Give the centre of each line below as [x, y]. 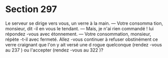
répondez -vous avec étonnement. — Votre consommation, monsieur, [78, 34]
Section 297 [31, 9]
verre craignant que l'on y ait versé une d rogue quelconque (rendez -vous [83, 44]
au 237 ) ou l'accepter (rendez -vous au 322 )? [54, 50]
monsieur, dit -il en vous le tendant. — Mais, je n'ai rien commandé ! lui [80, 28]
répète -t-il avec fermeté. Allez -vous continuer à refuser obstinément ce [82, 39]
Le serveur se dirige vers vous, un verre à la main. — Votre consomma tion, [84, 23]
